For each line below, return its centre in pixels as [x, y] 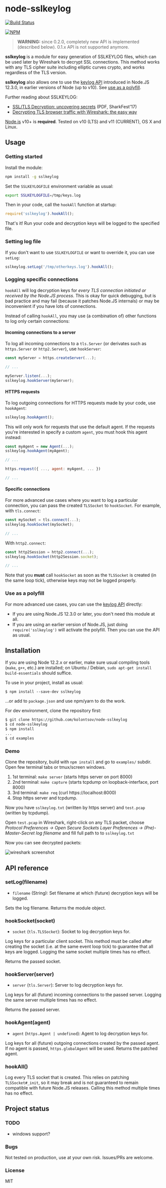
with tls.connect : [23, 511]
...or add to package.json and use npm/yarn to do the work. [65, 701]
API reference [27, 868]
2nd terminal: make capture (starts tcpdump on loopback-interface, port [85, 782]
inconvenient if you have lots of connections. [51, 306]
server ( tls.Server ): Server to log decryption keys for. [68, 985]
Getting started [24, 157]
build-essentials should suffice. [39, 673]
